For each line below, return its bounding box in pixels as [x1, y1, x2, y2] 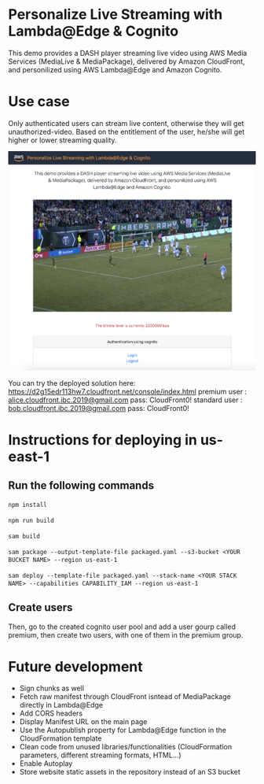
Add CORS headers [19, 708, 83, 718]
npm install [8, 501, 47, 508]
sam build [8, 532, 41, 540]
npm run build [8, 516, 55, 524]
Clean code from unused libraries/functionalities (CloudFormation [19, 742, 233, 752]
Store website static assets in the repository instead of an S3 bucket [19, 767, 241, 777]
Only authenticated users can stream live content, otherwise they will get [8, 118, 244, 128]
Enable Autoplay [19, 759, 73, 768]
